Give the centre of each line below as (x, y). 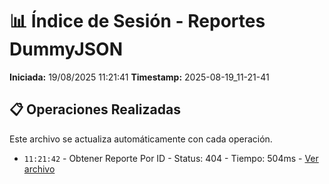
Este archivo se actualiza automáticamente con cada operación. (141, 139)
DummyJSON (66, 49)
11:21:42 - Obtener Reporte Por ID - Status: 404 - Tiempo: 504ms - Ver (171, 158)
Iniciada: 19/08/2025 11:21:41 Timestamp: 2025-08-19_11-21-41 (139, 77)
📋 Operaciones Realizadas (95, 109)
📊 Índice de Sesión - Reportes (137, 21)
